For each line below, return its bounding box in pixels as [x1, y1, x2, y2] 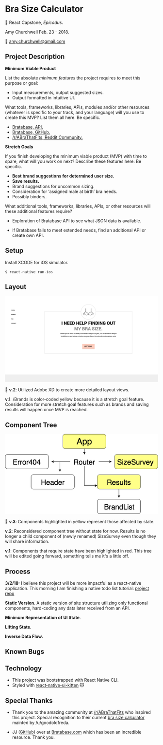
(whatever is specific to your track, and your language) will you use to [5, 109, 145, 115]
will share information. [5, 538, 49, 544]
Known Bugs [5, 648, 45, 656]
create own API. [12, 232, 44, 238]
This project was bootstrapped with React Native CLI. [12, 677, 119, 683]
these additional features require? [5, 208, 72, 214]
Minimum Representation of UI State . [5, 614, 81, 620]
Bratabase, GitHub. [12, 129, 50, 135]
